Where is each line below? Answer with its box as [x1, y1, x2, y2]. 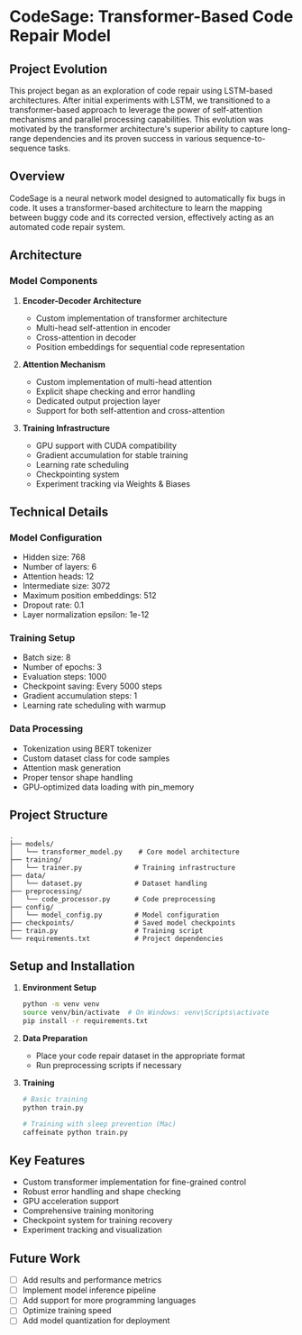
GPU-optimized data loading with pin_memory [22, 782, 195, 792]
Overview [9, 169, 66, 184]
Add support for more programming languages [22, 1295, 197, 1306]
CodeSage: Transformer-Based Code [9, 6, 294, 27]
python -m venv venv [22, 1000, 100, 1009]
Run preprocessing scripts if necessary [35, 1060, 182, 1071]
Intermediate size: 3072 [22, 581, 111, 591]
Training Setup [9, 632, 76, 645]
